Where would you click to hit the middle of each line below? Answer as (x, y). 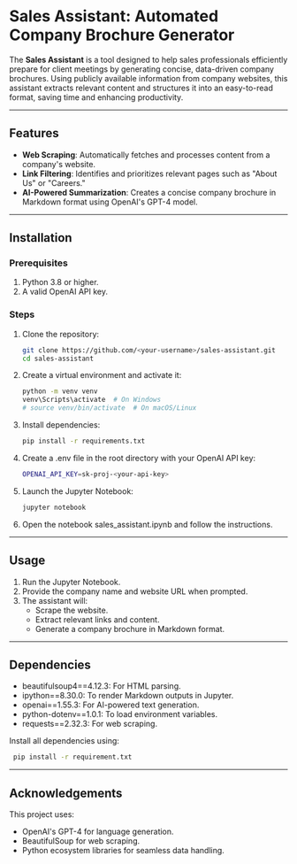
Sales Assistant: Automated (114, 16)
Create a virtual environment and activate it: (102, 375)
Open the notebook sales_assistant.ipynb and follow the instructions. (147, 524)
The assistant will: (55, 600)
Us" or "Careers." (53, 182)
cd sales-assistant (58, 359)
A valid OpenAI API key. (65, 292)
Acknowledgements (66, 793)
